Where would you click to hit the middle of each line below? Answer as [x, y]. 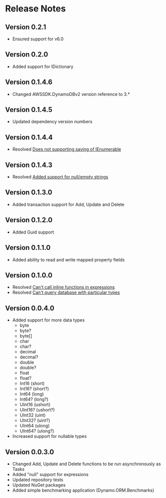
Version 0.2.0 [27, 54]
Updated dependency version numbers [52, 122]
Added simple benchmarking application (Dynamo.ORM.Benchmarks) [83, 490]
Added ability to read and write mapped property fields [68, 259]
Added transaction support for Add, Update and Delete [68, 204]
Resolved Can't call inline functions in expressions [63, 287]
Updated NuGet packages [39, 485]
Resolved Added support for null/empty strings [60, 177]
